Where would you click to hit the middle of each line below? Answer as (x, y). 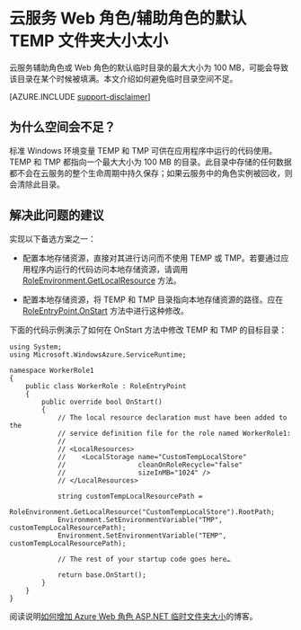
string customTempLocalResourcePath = (130, 496)
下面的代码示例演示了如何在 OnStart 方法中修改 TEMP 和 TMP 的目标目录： (148, 330)
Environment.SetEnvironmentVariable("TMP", (140, 519)
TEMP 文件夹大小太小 (89, 41)
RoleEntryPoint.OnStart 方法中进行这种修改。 (105, 310)
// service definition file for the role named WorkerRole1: (174, 433)
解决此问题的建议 (57, 215)
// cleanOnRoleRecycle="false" (150, 465)
